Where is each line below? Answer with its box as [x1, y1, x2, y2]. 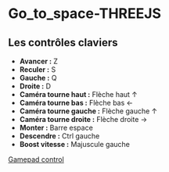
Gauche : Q [19, 73, 57, 82]
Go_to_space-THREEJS [8, 5, 162, 23]
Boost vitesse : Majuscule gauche [19, 140, 131, 149]
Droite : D [19, 81, 52, 91]
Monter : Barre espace [19, 123, 94, 132]
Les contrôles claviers [8, 36, 118, 49]
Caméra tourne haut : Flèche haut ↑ [19, 90, 138, 99]
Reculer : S [19, 65, 56, 74]
